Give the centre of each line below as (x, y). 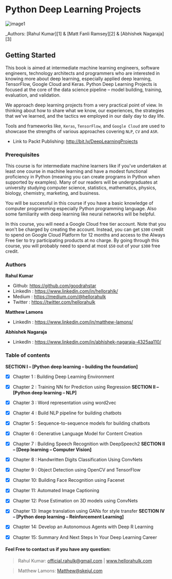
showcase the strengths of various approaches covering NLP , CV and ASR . (82, 131)
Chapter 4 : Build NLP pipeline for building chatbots (67, 413)
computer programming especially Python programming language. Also (81, 209)
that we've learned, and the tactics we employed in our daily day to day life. (85, 116)
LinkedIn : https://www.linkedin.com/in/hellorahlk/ (65, 291)
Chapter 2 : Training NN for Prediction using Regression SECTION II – (86, 387)
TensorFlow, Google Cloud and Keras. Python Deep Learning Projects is (81, 84)
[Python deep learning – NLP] (45, 392)
